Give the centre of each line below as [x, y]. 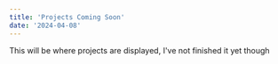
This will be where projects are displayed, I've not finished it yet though [139, 50]
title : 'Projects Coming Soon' [67, 17]
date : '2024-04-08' [45, 25]
